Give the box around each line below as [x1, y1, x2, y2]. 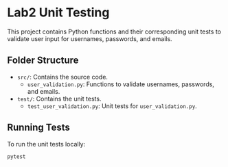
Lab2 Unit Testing [7, 5, 110, 21]
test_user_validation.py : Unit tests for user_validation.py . [27, 101, 197, 110]
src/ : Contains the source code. [16, 73, 109, 81]
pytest [7, 153, 26, 160]
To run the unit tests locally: [7, 140, 86, 148]
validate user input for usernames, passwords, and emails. [7, 34, 173, 42]
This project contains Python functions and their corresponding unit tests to [7, 27, 222, 36]
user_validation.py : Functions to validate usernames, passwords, [27, 80, 215, 88]
